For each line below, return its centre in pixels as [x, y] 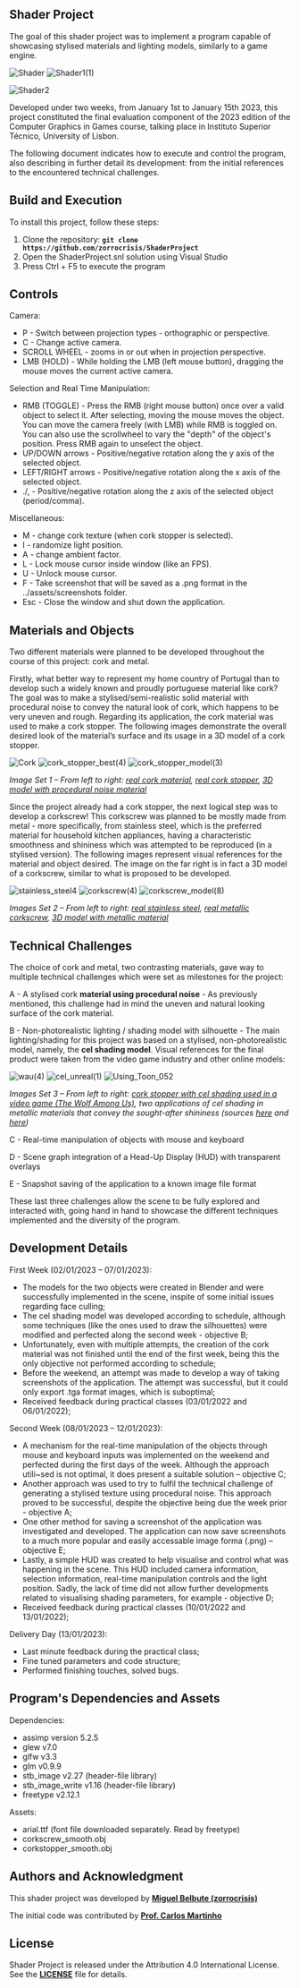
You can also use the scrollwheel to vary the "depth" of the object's [146, 434]
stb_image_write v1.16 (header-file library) [99, 1785]
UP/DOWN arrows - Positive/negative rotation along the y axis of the [148, 453]
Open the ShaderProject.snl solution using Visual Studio [125, 256]
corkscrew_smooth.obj [64, 1839]
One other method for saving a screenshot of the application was [142, 1522]
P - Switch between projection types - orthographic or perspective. [146, 333]
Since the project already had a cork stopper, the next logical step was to [144, 807]
